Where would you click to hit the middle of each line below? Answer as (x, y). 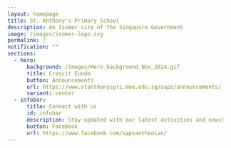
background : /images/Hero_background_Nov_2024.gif (103, 67)
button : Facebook (52, 126)
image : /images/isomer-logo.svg (55, 34)
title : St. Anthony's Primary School (63, 21)
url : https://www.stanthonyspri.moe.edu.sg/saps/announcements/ (124, 87)
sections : (22, 54)
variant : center (50, 93)
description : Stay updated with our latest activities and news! (125, 120)
